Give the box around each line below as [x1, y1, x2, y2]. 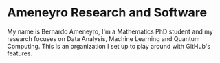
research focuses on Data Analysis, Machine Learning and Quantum [7, 34, 201, 42]
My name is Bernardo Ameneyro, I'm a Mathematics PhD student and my [7, 27, 213, 36]
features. [7, 49, 33, 58]
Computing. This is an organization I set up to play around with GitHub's [7, 42, 211, 50]
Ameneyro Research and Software [7, 5, 208, 21]
